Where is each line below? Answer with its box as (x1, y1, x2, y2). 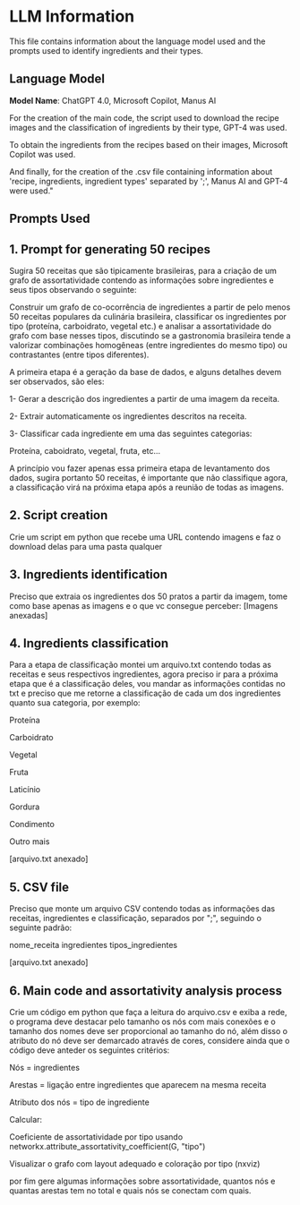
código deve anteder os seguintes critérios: (9, 1045, 170, 1055)
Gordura (9, 801, 40, 812)
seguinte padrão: (9, 922, 73, 933)
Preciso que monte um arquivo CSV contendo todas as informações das (9, 903, 276, 914)
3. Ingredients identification (9, 567, 168, 583)
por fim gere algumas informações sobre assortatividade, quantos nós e (9, 1175, 276, 1187)
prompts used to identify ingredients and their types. (9, 45, 203, 56)
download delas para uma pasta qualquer (9, 541, 163, 551)
